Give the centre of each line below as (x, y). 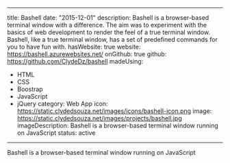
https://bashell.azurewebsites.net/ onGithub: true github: (87, 54)
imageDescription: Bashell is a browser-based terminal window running (118, 125)
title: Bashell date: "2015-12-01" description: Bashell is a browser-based (108, 17)
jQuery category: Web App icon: (62, 104)
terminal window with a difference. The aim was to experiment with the (107, 25)
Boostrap (30, 89)
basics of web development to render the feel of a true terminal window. (109, 32)
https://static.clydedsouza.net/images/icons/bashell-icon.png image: (114, 111)
